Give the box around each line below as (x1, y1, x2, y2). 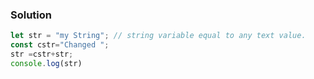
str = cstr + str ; (10, 49, 74, 60)
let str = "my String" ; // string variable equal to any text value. (10, 31, 307, 41)
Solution (10, 8, 53, 22)
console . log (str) (10, 58, 83, 68)
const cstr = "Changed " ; (10, 40, 110, 50)
